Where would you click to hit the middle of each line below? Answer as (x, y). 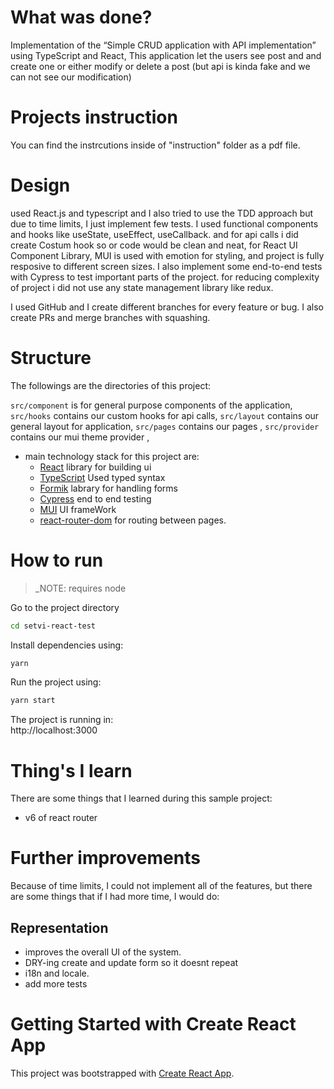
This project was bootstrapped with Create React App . (122, 1073)
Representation (59, 927)
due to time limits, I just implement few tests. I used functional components (164, 223)
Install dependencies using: (67, 645)
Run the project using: (56, 682)
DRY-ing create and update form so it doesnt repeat (131, 962)
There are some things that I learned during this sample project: (141, 798)
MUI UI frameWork (78, 509)
